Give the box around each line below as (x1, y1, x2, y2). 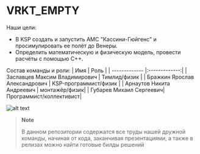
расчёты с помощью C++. (15, 55, 84, 62)
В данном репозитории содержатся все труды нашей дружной (21, 128, 186, 135)
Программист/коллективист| (6, 93, 82, 100)
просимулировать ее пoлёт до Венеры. (15, 42, 118, 49)
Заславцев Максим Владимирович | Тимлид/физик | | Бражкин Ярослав (6, 73, 194, 80)
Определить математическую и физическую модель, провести (15, 48, 181, 55)
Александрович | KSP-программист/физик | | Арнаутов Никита (6, 80, 171, 87)
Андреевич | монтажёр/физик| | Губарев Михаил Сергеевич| (6, 86, 165, 93)
